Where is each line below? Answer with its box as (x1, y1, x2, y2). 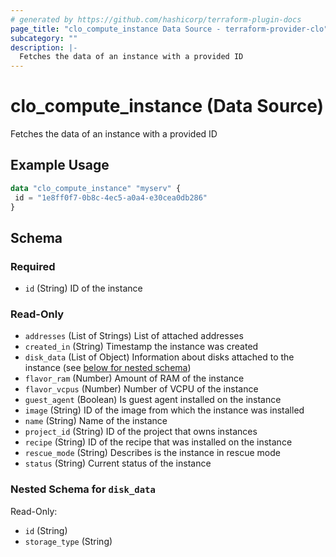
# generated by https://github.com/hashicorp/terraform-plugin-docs (10, 14, 302, 25)
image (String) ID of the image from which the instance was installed (24, 404, 305, 416)
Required (10, 259, 56, 273)
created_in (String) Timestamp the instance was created (24, 341, 259, 353)
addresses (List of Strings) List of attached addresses (24, 330, 244, 342)
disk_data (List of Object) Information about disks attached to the (24, 351, 295, 363)
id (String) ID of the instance (24, 282, 143, 295)
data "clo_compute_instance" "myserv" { (10, 183, 182, 193)
